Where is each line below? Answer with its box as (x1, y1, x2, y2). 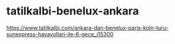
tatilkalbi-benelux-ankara (6, 4, 140, 18)
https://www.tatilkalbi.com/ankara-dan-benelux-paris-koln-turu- (6, 24, 169, 31)
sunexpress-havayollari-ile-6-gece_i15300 (6, 30, 114, 37)
